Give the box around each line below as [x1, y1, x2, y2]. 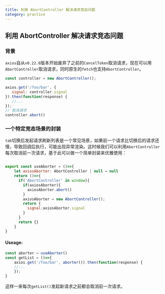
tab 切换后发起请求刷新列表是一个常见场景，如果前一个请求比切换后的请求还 [5, 138, 160, 144]
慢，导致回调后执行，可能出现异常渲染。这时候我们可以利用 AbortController [5, 144, 160, 149]
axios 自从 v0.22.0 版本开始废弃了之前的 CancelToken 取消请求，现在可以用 [5, 60, 152, 66]
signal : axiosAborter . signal [27, 206, 85, 211]
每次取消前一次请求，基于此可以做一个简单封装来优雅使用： [5, 150, 127, 156]
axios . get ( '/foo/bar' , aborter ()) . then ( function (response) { [14, 260, 143, 265]
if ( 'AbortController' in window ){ [18, 178, 90, 183]
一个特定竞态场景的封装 [5, 125, 61, 132]
